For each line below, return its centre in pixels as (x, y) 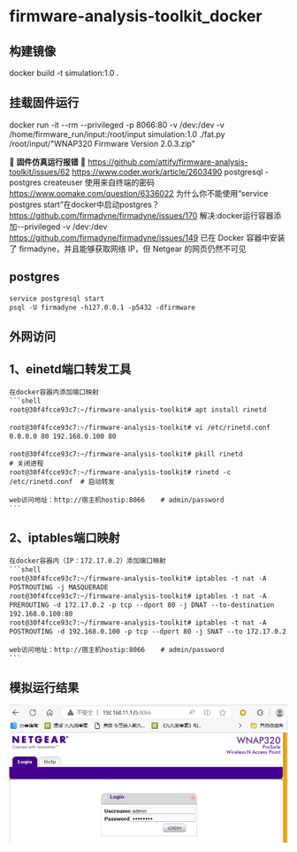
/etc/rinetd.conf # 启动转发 (62, 481)
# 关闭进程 (27, 463)
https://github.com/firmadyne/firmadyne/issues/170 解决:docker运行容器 (141, 215)
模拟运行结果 (44, 688)
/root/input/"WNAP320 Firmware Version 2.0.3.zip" (103, 143)
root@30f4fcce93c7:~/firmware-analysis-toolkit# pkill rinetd (126, 454)
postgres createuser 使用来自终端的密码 (82, 182)
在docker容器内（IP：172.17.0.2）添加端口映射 (88, 560)
